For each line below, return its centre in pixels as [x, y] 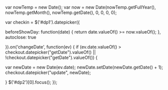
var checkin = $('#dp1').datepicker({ [43, 22]
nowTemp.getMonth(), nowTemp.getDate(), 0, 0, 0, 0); [61, 12]
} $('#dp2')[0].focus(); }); [31, 82]
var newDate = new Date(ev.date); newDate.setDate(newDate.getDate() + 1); [84, 67]
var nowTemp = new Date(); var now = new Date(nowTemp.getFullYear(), [81, 7]
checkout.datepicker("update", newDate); [48, 72]
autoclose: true [21, 37]
